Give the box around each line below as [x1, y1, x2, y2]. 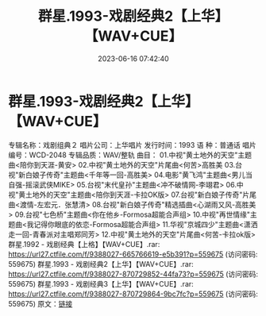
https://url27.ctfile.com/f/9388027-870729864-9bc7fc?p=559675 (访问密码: [8, 289, 258, 299]
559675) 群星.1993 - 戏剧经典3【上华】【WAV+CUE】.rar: [8, 279, 195, 288]
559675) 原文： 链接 [8, 299, 73, 308]
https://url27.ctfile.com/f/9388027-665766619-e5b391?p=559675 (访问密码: [8, 249, 258, 259]
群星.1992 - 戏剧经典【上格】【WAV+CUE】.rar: [8, 239, 160, 249]
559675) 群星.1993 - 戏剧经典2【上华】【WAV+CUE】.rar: [8, 259, 194, 268]
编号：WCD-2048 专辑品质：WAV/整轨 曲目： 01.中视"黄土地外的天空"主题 [8, 150, 253, 160]
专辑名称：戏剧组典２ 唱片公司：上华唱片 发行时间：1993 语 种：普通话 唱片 [8, 140, 256, 149]
